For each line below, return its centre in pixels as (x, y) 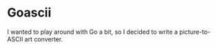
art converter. (44, 39)
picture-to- (195, 32)
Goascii (29, 13)
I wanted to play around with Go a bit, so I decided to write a (92, 32)
